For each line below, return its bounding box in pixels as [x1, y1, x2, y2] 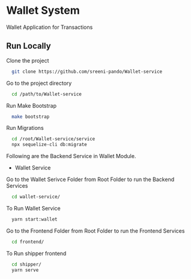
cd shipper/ [11, 261, 42, 268]
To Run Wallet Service [6, 205, 61, 212]
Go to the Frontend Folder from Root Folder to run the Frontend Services [6, 227, 185, 235]
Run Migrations [6, 124, 44, 132]
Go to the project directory [6, 79, 72, 87]
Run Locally [6, 41, 51, 51]
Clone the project [6, 57, 49, 64]
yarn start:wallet [11, 216, 58, 222]
